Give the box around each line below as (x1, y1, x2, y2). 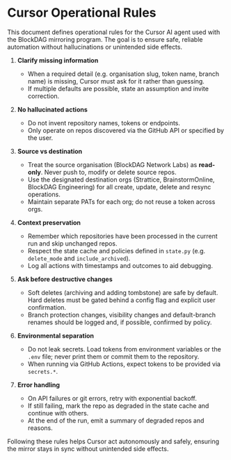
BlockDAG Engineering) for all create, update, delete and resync (27, 182, 212, 191)
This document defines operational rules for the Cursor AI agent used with (7, 28, 221, 36)
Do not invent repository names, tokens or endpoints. (27, 118, 181, 127)
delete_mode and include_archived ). (27, 254, 131, 262)
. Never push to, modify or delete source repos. (40, 168, 177, 176)
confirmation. (27, 303, 67, 311)
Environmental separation (17, 331, 95, 340)
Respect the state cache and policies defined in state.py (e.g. (27, 246, 206, 255)
